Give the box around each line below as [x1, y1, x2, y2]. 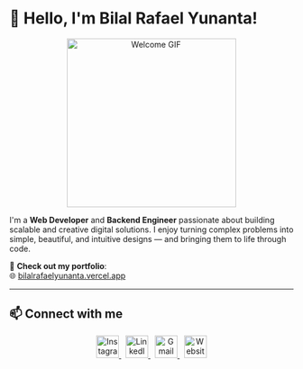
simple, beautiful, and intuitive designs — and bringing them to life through [9, 233, 287, 244]
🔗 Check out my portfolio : [9, 260, 107, 271]
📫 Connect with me [9, 306, 124, 322]
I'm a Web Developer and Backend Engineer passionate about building [9, 214, 275, 225]
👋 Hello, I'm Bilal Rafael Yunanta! [9, 8, 259, 29]
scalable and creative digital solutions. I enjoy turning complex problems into [9, 224, 294, 235]
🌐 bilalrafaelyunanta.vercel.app [9, 270, 126, 281]
